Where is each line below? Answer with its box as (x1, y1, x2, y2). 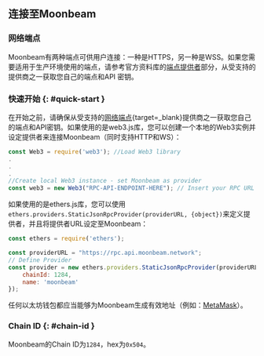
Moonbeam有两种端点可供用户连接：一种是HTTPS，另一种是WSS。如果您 (8, 52, 249, 61)
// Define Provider (8, 256, 72, 264)
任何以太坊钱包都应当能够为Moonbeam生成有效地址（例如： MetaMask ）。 (8, 300, 247, 310)
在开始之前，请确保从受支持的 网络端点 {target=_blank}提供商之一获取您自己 (8, 112, 251, 122)
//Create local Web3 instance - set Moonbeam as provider (8, 177, 202, 185)
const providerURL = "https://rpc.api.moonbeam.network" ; (8, 249, 202, 257)
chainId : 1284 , (22, 271, 72, 278)
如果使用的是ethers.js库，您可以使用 (8, 199, 126, 209)
